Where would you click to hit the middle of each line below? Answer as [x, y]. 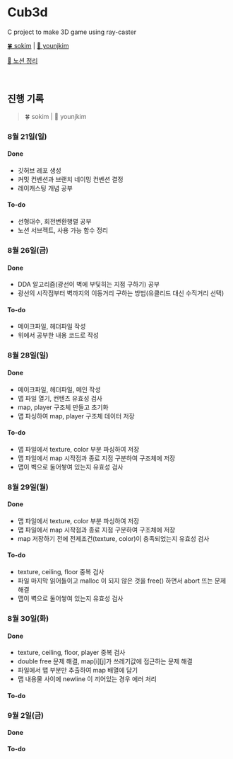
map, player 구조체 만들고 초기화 [63, 407]
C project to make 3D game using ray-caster [72, 32]
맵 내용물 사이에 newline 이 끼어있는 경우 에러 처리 [87, 679]
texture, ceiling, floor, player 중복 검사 [71, 653]
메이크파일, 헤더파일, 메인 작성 [59, 389]
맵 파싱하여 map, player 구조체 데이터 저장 [76, 416]
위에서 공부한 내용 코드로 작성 [58, 335]
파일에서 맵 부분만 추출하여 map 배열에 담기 [78, 670]
